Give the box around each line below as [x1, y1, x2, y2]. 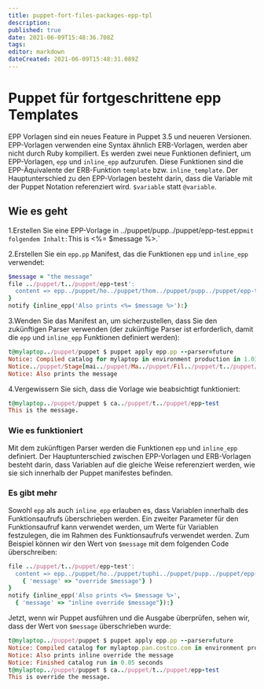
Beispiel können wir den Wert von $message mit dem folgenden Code [8, 539, 229, 548]
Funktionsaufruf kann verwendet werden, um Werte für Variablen [8, 522, 218, 531]
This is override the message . [8, 673, 111, 681]
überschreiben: [8, 547, 57, 556]
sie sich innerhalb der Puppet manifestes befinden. [8, 468, 174, 478]
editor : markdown [8, 48, 65, 56]
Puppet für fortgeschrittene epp [8, 90, 222, 107]
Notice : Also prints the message [8, 370, 118, 378]
